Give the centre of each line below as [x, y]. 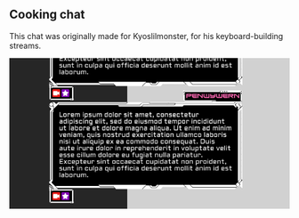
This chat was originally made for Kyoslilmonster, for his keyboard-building [146, 36]
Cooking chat [47, 15]
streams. [25, 45]
